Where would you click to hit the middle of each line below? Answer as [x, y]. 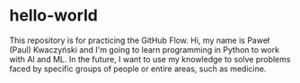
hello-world [54, 16]
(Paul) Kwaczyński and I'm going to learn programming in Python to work [145, 49]
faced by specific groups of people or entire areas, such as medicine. [138, 69]
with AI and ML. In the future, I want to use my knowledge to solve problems [150, 59]
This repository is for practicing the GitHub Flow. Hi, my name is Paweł [140, 40]
